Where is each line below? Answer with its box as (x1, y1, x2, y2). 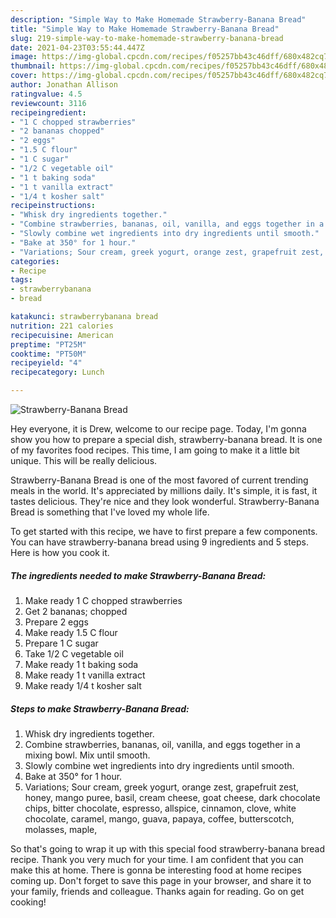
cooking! (10, 896, 47, 908)
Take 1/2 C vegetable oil (24, 647, 124, 660)
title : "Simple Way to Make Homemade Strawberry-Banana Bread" (10, 24, 280, 34)
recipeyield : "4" (10, 358, 83, 368)
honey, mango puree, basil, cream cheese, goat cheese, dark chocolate (24, 791, 321, 803)
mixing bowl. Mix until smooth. (24, 749, 151, 761)
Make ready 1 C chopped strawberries (24, 594, 183, 606)
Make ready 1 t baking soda (24, 658, 139, 670)
